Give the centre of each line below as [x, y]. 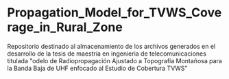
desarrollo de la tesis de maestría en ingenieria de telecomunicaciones [107, 54]
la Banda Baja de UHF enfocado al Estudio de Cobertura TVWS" [97, 68]
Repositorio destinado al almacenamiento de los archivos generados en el [111, 46]
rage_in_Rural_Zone [65, 27]
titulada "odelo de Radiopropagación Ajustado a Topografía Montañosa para [115, 60]
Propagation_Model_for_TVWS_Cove [114, 13]
